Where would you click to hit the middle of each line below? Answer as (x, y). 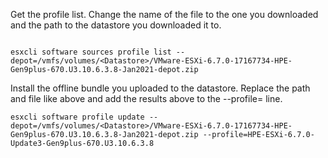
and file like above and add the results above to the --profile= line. (146, 98)
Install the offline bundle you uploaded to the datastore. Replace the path (160, 88)
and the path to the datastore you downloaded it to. (116, 25)
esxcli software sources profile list (91, 52)
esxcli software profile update (77, 117)
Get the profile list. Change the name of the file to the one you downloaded (164, 14)
